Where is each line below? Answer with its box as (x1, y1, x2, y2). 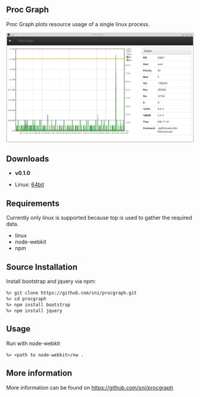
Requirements (6, 198, 60, 208)
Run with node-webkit (6, 339, 61, 347)
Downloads (6, 154, 49, 164)
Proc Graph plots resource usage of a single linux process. (6, 20, 150, 27)
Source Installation (6, 262, 78, 272)
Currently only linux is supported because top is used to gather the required (6, 214, 192, 221)
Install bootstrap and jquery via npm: (6, 278, 96, 285)
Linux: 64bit (14, 181, 45, 188)
